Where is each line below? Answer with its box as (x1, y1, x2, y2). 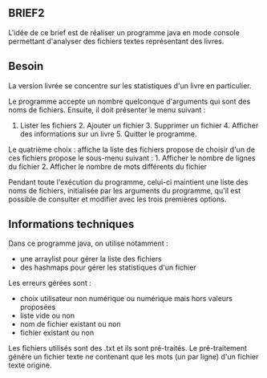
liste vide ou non (19, 311, 75, 320)
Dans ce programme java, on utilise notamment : (8, 238, 168, 248)
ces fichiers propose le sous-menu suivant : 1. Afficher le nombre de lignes (8, 152, 256, 163)
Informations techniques (8, 217, 135, 231)
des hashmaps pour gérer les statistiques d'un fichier (19, 262, 196, 272)
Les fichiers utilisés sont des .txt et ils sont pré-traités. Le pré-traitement (8, 343, 247, 353)
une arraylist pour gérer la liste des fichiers (19, 254, 162, 264)
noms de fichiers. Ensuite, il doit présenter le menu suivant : (8, 104, 206, 115)
